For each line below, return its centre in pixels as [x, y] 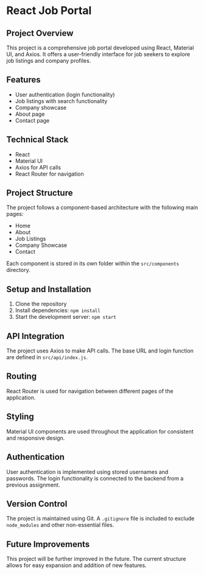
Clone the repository [41, 304]
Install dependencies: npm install [58, 310]
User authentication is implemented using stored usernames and [87, 472]
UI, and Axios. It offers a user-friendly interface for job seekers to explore [98, 54]
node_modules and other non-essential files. [60, 525]
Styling [20, 417]
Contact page [32, 120]
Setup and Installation [49, 289]
